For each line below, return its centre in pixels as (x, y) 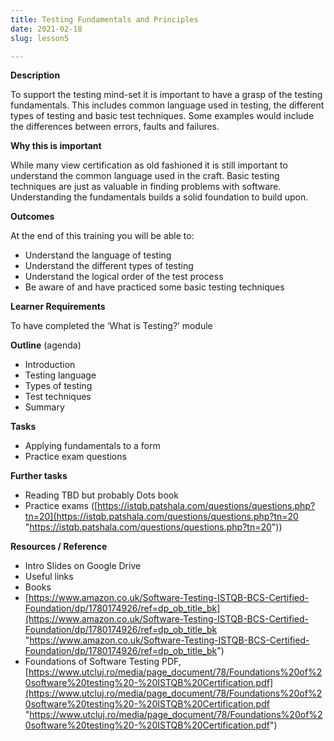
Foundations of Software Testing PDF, (103, 662)
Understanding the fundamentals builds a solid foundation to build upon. (159, 197)
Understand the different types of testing (109, 266)
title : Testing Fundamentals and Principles (104, 19)
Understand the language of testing (98, 255)
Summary (44, 407)
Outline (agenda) (46, 345)
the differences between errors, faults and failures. (115, 127)
